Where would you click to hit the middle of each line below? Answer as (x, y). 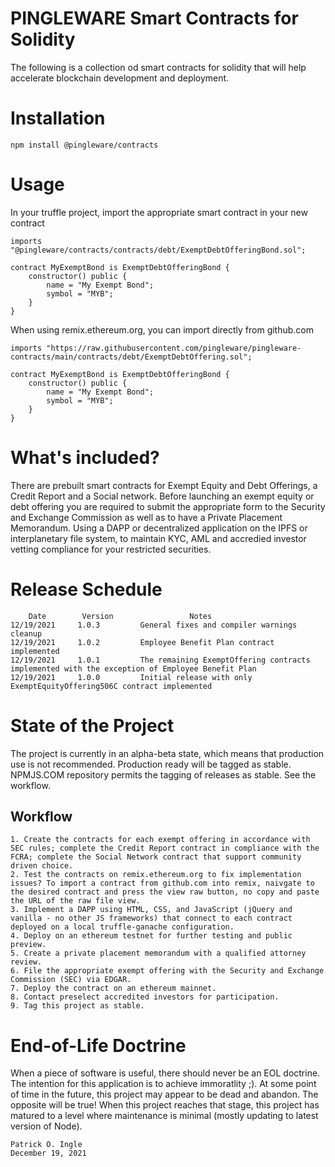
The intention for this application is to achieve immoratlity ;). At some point (163, 1084)
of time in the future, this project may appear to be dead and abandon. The (164, 1094)
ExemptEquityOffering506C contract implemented (111, 686)
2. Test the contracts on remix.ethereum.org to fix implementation (156, 875)
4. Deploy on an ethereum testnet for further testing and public (151, 936)
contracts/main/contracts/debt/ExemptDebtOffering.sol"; (131, 357)
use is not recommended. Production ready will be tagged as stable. (151, 764)
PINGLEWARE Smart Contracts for (154, 18)
